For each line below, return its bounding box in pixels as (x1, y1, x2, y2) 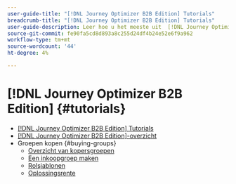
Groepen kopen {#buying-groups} (17, 138, 117, 147)
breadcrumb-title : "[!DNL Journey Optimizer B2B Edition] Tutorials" (7, 17, 216, 24)
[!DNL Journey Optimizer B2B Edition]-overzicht (17, 131, 157, 140)
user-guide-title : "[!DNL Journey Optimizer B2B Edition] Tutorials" (7, 10, 216, 18)
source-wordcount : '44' (7, 43, 77, 50)
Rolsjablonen (27, 161, 65, 169)
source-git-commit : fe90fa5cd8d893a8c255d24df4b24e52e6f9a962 (7, 29, 193, 37)
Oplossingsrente (27, 169, 76, 177)
